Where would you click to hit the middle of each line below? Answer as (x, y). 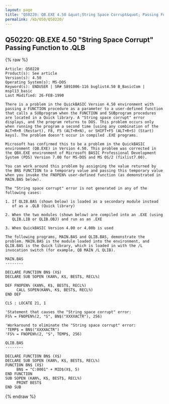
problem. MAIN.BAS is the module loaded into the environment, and (77, 241)
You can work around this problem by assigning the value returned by (81, 166)
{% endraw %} (21, 396)
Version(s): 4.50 (23, 78)
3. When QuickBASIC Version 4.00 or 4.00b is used (59, 228)
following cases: (23, 193)
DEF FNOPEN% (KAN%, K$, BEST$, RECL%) (46, 286)
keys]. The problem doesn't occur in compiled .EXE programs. (72, 135)
